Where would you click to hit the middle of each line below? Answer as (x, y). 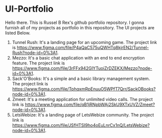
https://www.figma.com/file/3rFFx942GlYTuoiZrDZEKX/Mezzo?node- (82, 68)
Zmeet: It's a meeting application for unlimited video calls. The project (82, 99)
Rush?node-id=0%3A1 (35, 53)
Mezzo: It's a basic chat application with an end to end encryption (78, 58)
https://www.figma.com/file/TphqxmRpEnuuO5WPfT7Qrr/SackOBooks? (84, 89)
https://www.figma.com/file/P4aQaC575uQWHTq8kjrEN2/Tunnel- (83, 47)
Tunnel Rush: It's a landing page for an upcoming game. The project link (84, 42)
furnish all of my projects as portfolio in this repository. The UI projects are (80, 27)
